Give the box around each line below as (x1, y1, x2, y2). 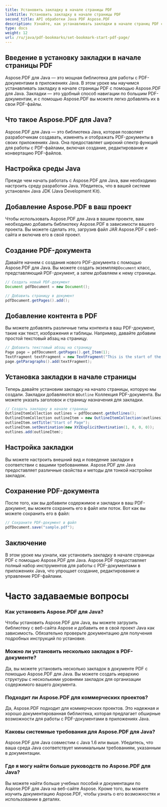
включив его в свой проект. (22, 232, 81, 238)
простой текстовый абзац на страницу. (5, 335, 88, 341)
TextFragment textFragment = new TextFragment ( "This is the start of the (5, 354, 162, 359)
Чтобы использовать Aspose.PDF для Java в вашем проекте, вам (5, 216, 144, 222)
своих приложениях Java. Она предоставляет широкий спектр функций (5, 139, 158, 145)
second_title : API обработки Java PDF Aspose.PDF (5, 16, 110, 21)
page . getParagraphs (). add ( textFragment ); (5, 359, 92, 364)
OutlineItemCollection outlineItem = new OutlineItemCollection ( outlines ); (5, 416, 166, 421)
